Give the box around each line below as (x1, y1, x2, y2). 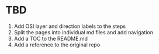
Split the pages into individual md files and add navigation (13, 28, 153, 35)
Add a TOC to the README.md (13, 35, 88, 42)
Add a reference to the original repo (13, 41, 101, 48)
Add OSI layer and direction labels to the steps (13, 23, 126, 30)
